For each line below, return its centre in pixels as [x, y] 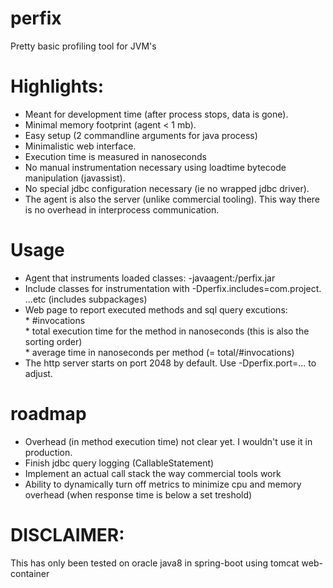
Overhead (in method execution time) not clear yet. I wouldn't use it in [168, 441]
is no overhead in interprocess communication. [122, 209]
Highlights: [57, 86]
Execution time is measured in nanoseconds [115, 156]
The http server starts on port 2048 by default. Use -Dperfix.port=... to [170, 363]
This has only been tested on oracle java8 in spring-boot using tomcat [155, 563]
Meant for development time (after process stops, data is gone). [156, 114]
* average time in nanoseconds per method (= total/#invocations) [159, 352]
